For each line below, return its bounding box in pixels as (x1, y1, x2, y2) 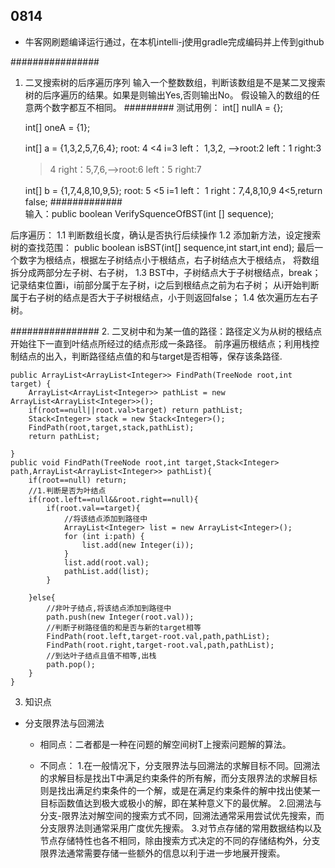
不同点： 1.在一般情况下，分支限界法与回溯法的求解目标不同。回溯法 (39, 759, 321, 771)
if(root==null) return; (28, 475, 128, 485)
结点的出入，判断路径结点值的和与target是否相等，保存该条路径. (18, 350, 283, 362)
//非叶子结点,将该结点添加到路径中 (46, 603, 172, 613)
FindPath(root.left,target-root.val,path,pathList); (46, 631, 271, 641)
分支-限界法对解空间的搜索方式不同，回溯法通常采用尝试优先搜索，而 (39, 809, 325, 821)
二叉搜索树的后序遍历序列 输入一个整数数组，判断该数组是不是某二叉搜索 (24, 76, 326, 88)
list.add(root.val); (63, 557, 150, 568)
